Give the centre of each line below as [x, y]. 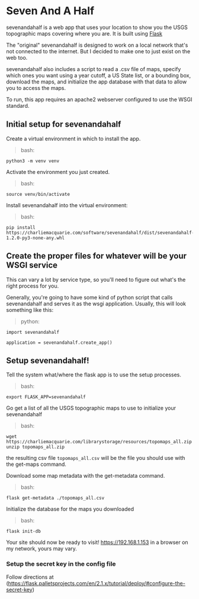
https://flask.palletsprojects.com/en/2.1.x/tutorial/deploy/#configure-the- [97, 583]
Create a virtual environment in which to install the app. [73, 139]
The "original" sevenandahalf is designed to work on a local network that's [97, 45]
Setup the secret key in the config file [61, 564]
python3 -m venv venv [33, 161]
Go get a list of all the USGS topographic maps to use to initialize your [91, 408]
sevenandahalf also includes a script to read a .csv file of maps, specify [94, 69]
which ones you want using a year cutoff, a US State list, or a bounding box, [99, 75]
